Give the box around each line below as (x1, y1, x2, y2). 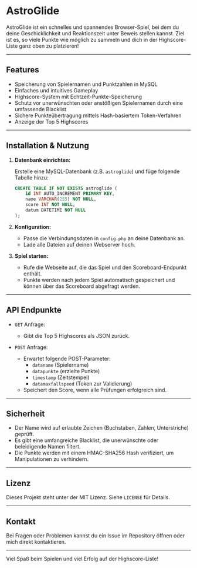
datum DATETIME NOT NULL (25, 207, 86, 213)
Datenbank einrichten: (14, 156, 71, 163)
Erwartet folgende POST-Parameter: (23, 355, 111, 362)
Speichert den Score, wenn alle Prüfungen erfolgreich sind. (23, 386, 167, 393)
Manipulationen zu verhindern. (14, 456, 89, 463)
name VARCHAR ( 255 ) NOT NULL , (25, 196, 97, 202)
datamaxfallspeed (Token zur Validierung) (32, 380, 133, 387)
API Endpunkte (6, 305, 62, 315)
